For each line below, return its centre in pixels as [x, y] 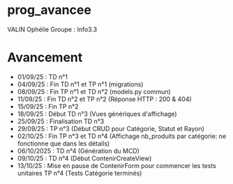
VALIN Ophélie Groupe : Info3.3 [52, 29]
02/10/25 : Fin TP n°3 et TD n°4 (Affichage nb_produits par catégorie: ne [122, 136]
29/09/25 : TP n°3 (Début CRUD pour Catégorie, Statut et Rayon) [111, 128]
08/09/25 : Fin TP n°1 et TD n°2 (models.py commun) [94, 91]
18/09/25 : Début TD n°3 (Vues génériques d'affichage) [97, 114]
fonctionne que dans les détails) [63, 143]
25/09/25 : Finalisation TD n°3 [61, 121]
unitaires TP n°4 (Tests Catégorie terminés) [80, 173]
